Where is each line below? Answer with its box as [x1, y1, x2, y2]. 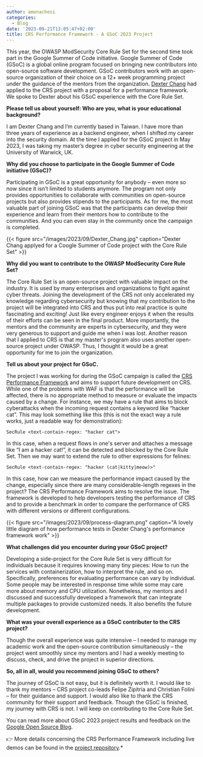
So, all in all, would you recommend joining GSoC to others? [6, 667, 159, 675]
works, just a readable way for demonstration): [6, 417, 123, 425]
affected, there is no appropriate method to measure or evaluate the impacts [6, 392, 197, 399]
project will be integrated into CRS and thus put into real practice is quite [6, 304, 187, 311]
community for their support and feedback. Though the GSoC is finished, [6, 699, 189, 706]
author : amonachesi [6, 8, 56, 15]
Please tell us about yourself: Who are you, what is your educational [6, 105, 181, 112]
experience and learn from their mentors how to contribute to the [6, 211, 168, 218]
